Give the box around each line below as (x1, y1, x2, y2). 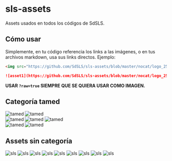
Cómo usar (5, 35, 41, 44)
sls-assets (5, 3, 51, 15)
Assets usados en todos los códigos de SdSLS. (5, 20, 105, 26)
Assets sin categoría (5, 136, 73, 145)
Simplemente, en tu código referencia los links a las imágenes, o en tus (5, 48, 155, 54)
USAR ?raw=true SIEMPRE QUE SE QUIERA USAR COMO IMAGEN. (5, 83, 145, 89)
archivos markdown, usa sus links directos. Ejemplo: (5, 54, 116, 60)
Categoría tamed (5, 97, 60, 106)
